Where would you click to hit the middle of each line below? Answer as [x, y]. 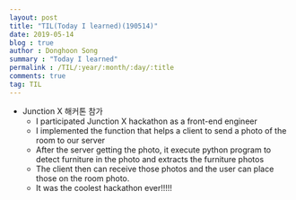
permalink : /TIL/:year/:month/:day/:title [92, 68]
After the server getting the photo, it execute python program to [153, 150]
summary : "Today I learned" [64, 59]
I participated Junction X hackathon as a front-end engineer [146, 121]
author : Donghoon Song [54, 51]
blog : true [31, 43]
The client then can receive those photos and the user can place [155, 169]
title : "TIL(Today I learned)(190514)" [84, 26]
